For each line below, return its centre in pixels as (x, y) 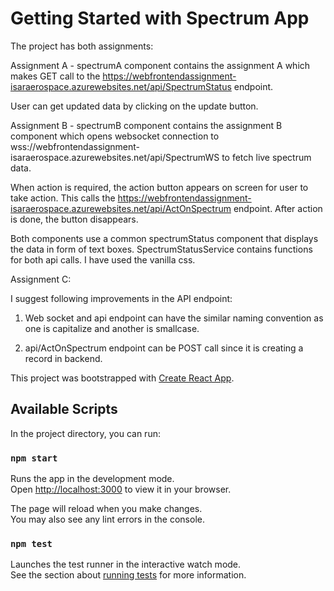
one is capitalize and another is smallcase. (112, 328)
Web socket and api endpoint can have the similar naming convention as (174, 318)
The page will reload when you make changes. (106, 509)
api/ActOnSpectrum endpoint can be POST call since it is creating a (164, 348)
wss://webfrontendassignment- (75, 146)
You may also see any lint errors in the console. (107, 519)
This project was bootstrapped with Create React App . (122, 378)
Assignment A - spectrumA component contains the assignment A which (160, 65)
